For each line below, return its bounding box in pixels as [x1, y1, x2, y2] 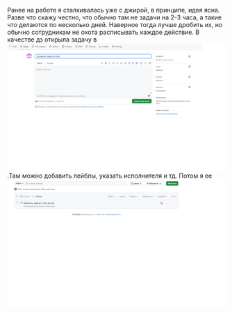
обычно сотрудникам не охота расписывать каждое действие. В [7, 28, 200, 36]
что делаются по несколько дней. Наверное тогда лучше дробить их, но [7, 21, 223, 28]
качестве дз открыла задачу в [7, 35, 97, 44]
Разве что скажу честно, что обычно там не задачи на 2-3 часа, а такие [7, 13, 222, 22]
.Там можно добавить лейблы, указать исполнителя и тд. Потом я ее [7, 171, 213, 180]
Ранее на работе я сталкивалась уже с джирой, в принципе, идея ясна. [7, 6, 220, 14]
